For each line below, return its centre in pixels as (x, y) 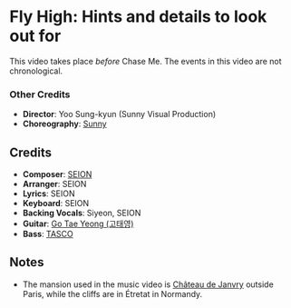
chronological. (36, 71)
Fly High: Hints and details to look (138, 17)
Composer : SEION (57, 174)
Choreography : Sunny (64, 124)
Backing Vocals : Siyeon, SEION (82, 213)
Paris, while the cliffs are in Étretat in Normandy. (112, 293)
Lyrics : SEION (48, 194)
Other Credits (40, 94)
